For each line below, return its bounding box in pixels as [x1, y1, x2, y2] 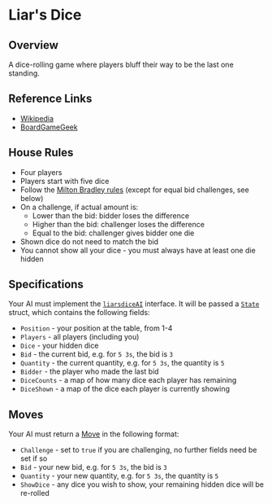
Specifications [8, 278, 84, 291]
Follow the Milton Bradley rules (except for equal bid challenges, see [19, 185, 249, 195]
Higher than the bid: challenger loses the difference [32, 219, 205, 229]
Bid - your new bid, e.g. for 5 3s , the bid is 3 [19, 462, 168, 472]
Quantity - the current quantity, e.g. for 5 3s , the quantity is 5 [19, 358, 225, 368]
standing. [8, 68, 41, 78]
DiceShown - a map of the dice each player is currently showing [19, 384, 230, 394]
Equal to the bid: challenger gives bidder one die [32, 228, 195, 238]
